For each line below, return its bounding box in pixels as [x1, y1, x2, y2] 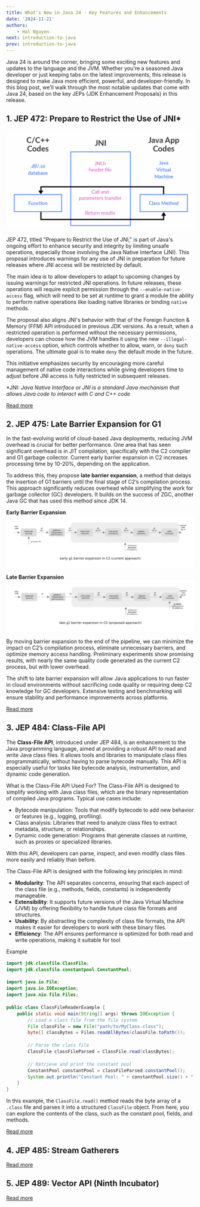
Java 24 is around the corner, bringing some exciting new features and [6, 59, 180, 65]
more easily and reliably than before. [6, 856, 97, 863]
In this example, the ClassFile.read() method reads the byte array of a [6, 1098, 181, 1105]
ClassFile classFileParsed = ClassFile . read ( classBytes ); [27, 1048, 175, 1055]
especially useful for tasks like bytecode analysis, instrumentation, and [6, 764, 180, 771]
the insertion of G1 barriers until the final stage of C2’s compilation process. [6, 478, 192, 486]
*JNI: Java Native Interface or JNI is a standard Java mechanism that [6, 383, 180, 391]
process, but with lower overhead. [6, 663, 91, 670]
